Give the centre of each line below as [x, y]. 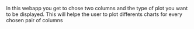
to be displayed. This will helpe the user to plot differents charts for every [94, 14]
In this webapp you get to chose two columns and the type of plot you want [97, 8]
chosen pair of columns [34, 20]
